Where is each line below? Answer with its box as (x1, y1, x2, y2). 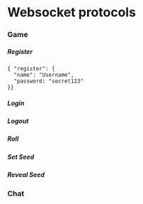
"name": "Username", (13, 72, 74, 79)
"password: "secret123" (13, 77, 84, 85)
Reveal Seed (7, 171, 45, 179)
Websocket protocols (7, 4, 137, 21)
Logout (7, 117, 29, 125)
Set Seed (7, 152, 35, 161)
